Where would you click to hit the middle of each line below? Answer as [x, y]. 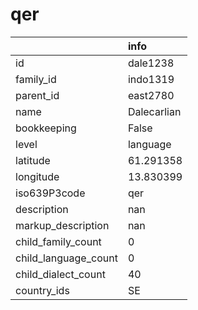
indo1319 [151, 79]
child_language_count [66, 258]
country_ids [42, 290]
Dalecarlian [154, 111]
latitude [33, 160]
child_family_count [58, 241]
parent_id [37, 95]
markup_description [62, 225]
